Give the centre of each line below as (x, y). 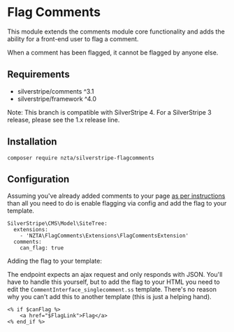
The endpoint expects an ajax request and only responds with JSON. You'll (115, 275)
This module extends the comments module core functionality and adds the (116, 31)
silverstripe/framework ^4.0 (57, 99)
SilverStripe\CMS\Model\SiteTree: (58, 224)
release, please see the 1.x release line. (64, 120)
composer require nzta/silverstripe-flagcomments (81, 158)
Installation (32, 142)
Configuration (38, 179)
